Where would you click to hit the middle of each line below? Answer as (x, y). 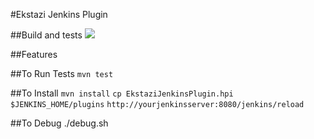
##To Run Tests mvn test (62, 73)
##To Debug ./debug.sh (59, 123)
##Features (34, 54)
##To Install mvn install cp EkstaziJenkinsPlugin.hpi (122, 93)
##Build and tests (46, 35)
